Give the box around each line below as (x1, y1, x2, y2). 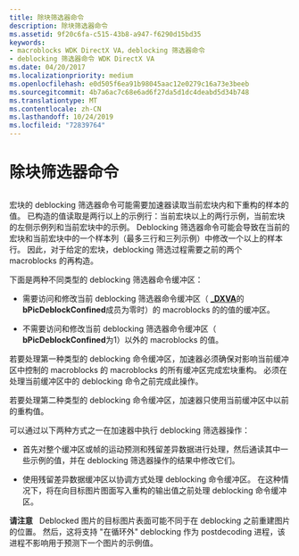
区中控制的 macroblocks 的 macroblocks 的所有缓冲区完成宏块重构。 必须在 (9, 364, 287, 375)
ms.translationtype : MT (9, 95, 98, 105)
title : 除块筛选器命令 (9, 12, 85, 22)
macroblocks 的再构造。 (9, 255, 98, 266)
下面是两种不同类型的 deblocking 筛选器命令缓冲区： (9, 274, 203, 285)
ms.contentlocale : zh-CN (9, 104, 102, 113)
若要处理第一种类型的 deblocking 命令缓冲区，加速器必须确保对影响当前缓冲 (9, 353, 289, 364)
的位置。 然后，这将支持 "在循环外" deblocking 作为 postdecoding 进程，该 (9, 526, 286, 536)
